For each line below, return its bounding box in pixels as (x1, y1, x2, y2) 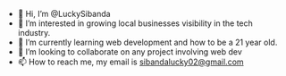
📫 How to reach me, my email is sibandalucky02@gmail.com (17, 56, 244, 67)
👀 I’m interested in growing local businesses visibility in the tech (17, 18, 253, 29)
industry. (17, 28, 51, 38)
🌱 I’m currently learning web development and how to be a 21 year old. (17, 37, 278, 47)
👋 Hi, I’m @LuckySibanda (17, 9, 111, 19)
